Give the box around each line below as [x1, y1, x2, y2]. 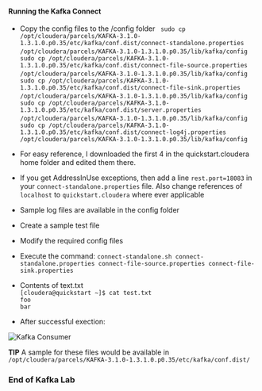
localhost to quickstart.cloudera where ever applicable [19, 190, 205, 200]
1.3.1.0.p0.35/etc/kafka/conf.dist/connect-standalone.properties [19, 40, 245, 48]
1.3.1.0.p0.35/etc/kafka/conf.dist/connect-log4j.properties [19, 128, 227, 136]
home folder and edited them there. [19, 158, 137, 167]
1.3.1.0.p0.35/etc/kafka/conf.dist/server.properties [19, 106, 202, 114]
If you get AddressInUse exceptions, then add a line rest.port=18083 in [19, 173, 252, 182]
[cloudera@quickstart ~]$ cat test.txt [19, 289, 152, 297]
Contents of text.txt [19, 281, 83, 290]
